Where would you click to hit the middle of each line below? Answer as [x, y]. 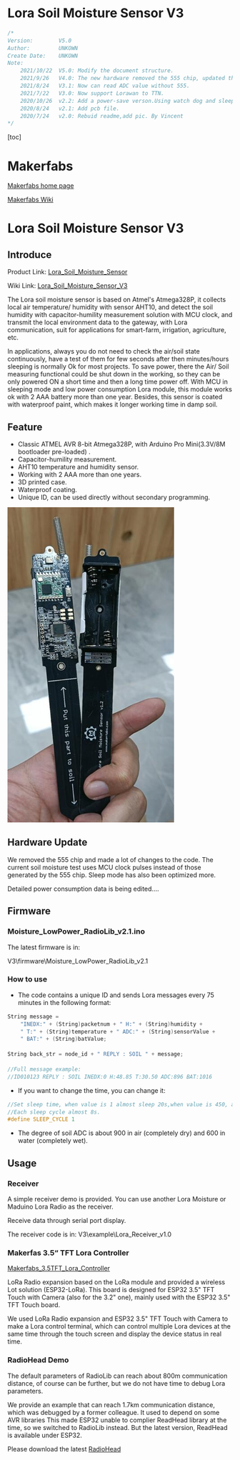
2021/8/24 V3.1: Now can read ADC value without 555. [105, 86]
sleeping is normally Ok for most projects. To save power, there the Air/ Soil [118, 366]
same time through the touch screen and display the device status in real [115, 1334]
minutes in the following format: [64, 1002]
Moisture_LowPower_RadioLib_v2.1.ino [76, 931]
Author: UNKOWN [43, 48]
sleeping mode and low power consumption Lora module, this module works [120, 389]
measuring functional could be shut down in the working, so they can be [114, 374]
